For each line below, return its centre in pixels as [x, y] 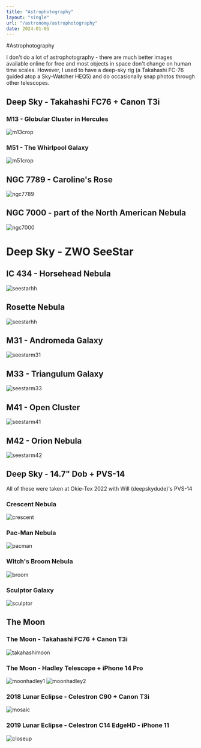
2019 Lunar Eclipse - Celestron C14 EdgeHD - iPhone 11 [88, 725]
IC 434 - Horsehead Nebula [58, 274]
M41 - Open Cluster [43, 407]
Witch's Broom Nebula [40, 562]
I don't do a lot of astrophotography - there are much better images [89, 57]
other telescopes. [28, 83]
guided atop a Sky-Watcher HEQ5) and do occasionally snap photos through [100, 76]
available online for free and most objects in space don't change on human [99, 64]
